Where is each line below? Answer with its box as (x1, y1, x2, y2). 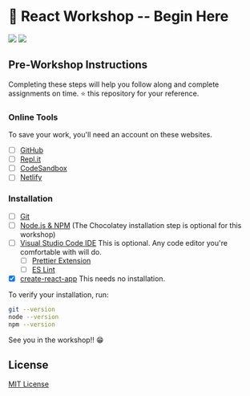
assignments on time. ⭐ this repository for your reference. (8, 88, 200, 98)
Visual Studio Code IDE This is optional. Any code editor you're (19, 238, 228, 247)
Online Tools (8, 112, 58, 123)
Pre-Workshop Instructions (8, 58, 148, 71)
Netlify (19, 173, 42, 182)
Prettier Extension (31, 255, 91, 265)
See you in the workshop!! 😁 (8, 335, 104, 345)
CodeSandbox (19, 164, 68, 174)
